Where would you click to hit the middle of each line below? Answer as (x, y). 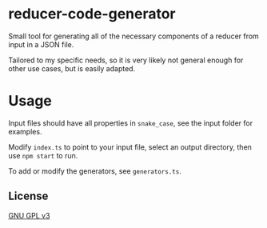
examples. (25, 131)
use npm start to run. (43, 155)
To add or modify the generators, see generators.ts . (95, 171)
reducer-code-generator (92, 14)
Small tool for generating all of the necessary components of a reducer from (134, 36)
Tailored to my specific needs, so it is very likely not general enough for (126, 60)
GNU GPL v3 (29, 215)
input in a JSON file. (41, 44)
